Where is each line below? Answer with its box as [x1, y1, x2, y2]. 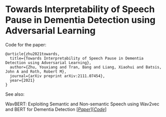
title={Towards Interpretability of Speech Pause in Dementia [10, 55, 144, 61]
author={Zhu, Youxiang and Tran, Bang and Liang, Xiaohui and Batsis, [10, 65, 162, 70]
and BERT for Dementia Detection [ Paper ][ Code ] [5, 106, 107, 112]
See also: [5, 91, 25, 97]
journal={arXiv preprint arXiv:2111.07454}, [10, 73, 105, 79]
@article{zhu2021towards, [5, 51, 60, 56]
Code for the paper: [5, 41, 47, 47]
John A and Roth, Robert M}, [5, 69, 67, 74]
